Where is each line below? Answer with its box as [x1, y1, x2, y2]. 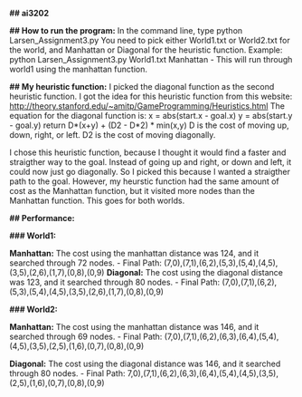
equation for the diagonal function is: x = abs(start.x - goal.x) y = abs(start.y [9, 111, 293, 121]
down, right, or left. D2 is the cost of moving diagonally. [9, 130, 216, 140]
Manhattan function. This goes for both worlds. [9, 195, 185, 206]
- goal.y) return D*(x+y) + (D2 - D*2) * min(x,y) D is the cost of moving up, [9, 120, 289, 131]
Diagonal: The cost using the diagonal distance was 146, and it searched [9, 358, 281, 369]
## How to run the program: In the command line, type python [9, 25, 243, 35]
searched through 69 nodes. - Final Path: [9, 331, 163, 342]
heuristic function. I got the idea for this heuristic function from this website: [9, 91, 293, 102]
